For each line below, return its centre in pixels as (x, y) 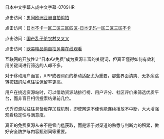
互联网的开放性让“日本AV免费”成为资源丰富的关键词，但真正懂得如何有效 (78, 59)
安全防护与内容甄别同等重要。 (39, 131)
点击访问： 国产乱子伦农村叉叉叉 (37, 38)
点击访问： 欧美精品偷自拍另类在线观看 (43, 49)
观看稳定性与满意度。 (26, 115)
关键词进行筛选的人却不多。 (37, 65)
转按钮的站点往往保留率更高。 (35, 82)
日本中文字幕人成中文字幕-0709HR (40, 7)
